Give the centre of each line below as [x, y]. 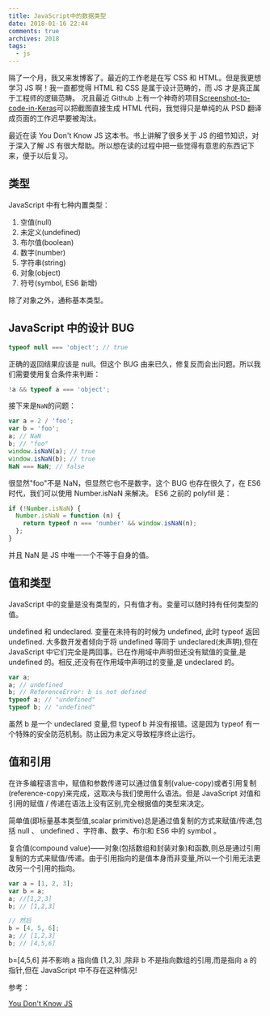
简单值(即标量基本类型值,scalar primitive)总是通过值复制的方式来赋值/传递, [132, 821]
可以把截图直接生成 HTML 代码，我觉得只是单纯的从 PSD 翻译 [159, 108]
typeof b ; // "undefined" [52, 707]
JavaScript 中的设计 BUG [72, 328]
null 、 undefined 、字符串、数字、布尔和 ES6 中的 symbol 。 [119, 830]
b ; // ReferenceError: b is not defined [78, 692]
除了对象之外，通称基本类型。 [58, 300]
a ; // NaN [25, 436]
